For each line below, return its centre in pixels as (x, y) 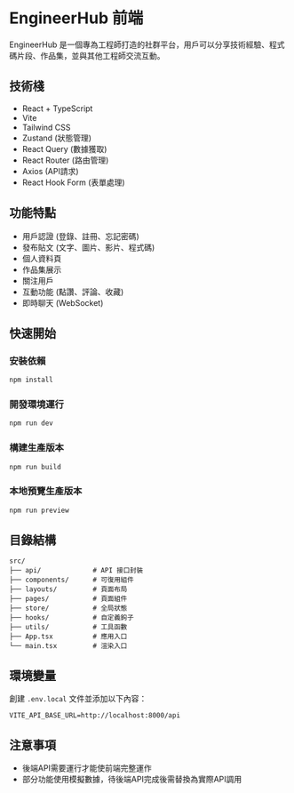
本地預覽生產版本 (46, 492)
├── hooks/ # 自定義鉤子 (72, 618)
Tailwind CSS (46, 127)
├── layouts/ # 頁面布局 (68, 589)
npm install (31, 380)
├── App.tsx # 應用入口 (68, 637)
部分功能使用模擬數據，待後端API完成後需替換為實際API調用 (132, 780)
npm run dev (31, 423)
